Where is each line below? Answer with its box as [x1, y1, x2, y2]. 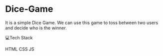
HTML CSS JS [5, 46, 35, 52]
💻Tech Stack [5, 34, 33, 40]
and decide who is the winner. [5, 25, 67, 30]
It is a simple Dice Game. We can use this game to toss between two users [5, 20, 159, 26]
